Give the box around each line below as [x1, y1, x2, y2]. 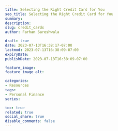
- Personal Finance [5, 92, 44, 97]
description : [5, 20, 31, 26]
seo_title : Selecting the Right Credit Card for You [5, 12, 114, 16]
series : [5, 97, 21, 101]
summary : [5, 16, 23, 21]
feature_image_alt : [5, 70, 44, 75]
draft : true [5, 38, 29, 44]
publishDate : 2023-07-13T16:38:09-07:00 [5, 56, 88, 61]
